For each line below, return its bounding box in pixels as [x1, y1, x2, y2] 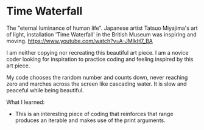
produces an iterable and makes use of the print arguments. [15, 117, 166, 124]
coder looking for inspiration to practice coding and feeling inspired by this [6, 55, 194, 63]
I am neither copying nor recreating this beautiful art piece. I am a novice [6, 49, 189, 56]
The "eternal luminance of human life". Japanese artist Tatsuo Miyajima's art [6, 24, 198, 32]
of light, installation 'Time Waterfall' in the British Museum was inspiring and [6, 30, 197, 38]
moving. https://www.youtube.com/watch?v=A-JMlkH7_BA [6, 37, 153, 44]
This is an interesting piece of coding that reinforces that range [15, 110, 174, 117]
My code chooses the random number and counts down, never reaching [6, 74, 188, 81]
